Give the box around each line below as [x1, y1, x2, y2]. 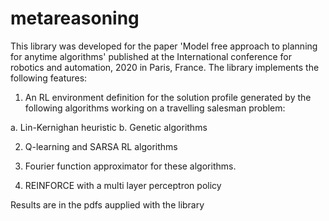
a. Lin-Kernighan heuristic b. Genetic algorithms [10, 121, 208, 133]
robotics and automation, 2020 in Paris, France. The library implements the [10, 61, 320, 73]
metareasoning [10, 7, 140, 30]
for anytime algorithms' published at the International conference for [10, 50, 292, 62]
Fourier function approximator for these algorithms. [24, 160, 237, 172]
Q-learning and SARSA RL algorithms [24, 140, 178, 152]
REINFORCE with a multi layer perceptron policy [24, 179, 222, 191]
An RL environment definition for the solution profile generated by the [24, 91, 312, 103]
